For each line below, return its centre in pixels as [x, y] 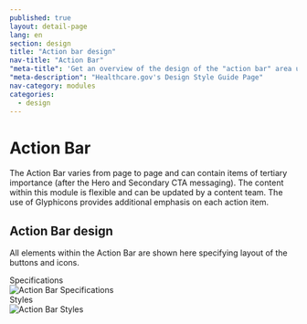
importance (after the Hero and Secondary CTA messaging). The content [147, 183]
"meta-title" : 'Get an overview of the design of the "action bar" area [151, 69]
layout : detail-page [49, 26]
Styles [21, 300]
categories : [32, 94]
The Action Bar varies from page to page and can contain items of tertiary [148, 173]
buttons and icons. [44, 263]
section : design [40, 43]
